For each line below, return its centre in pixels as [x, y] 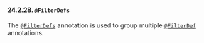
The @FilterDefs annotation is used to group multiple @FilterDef [102, 25]
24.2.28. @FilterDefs [38, 10]
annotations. [26, 33]
